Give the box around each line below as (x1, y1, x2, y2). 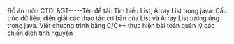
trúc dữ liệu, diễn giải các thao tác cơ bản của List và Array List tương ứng (7, 14, 220, 22)
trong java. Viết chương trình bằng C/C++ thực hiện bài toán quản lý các (7, 22, 215, 29)
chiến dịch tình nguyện (7, 29, 73, 37)
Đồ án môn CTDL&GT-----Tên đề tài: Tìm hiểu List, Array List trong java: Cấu (7, 7, 227, 15)
